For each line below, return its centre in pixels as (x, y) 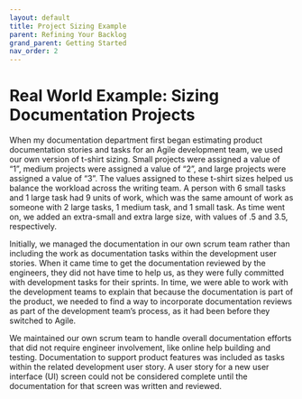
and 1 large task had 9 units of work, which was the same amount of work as (151, 198)
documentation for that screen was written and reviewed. (116, 386)
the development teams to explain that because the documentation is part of (151, 292)
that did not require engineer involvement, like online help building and (140, 348)
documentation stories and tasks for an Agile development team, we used (146, 150)
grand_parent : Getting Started (68, 43)
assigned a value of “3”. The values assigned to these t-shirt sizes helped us (151, 179)
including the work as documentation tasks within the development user (143, 254)
